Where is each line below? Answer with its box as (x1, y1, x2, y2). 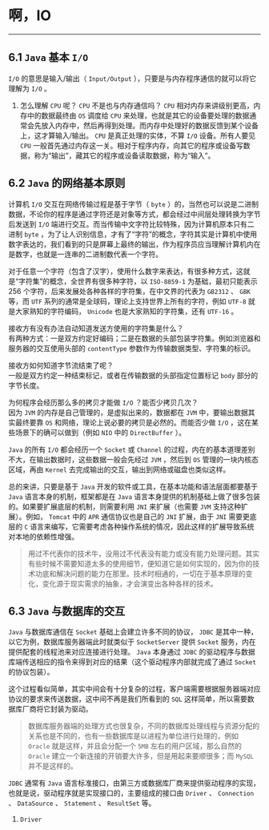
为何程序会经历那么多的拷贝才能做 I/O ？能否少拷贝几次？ (8, 397, 199, 407)
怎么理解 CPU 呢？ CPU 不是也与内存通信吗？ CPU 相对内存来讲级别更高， (19, 100, 254, 110)
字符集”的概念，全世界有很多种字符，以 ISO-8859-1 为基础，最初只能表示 (18, 276, 258, 286)
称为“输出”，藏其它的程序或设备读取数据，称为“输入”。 (34, 151, 215, 160)
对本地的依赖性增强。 (8, 531, 78, 541)
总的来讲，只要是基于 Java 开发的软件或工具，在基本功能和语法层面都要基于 (8, 481, 259, 491)
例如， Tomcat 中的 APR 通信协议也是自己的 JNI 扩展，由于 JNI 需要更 (25, 511, 250, 521)
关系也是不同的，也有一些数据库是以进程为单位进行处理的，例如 (27, 731, 239, 741)
